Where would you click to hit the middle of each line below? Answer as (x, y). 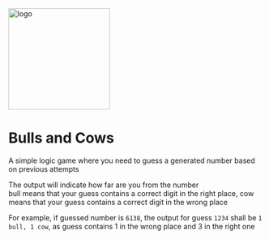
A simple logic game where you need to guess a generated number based (132, 160)
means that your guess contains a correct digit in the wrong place (118, 202)
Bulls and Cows (62, 138)
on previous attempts (44, 169)
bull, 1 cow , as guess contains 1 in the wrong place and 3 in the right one (132, 226)
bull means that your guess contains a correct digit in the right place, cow (131, 193)
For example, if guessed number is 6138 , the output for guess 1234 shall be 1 (135, 217)
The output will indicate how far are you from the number (104, 185)
